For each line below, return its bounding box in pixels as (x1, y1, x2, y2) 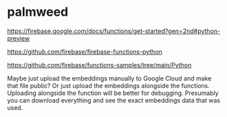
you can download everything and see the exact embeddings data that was (7, 96, 221, 104)
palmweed (7, 4, 69, 20)
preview (7, 34, 30, 42)
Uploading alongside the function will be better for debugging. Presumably (7, 89, 219, 97)
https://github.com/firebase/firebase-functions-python (7, 47, 163, 56)
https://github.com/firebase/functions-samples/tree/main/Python (7, 61, 192, 69)
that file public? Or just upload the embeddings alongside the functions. (7, 81, 210, 89)
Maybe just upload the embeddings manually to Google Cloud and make (7, 74, 212, 83)
